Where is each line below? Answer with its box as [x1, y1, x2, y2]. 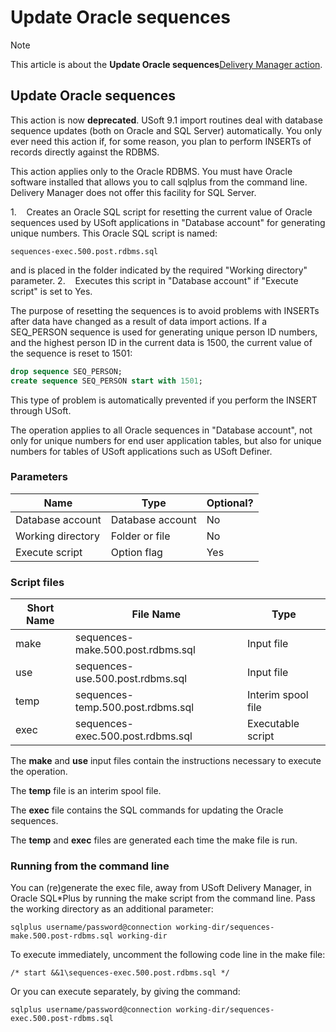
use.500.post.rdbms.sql [74, 672, 188, 686]
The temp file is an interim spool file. [10, 785, 162, 797]
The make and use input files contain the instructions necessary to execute [10, 755, 322, 767]
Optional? [206, 496, 254, 510]
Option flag [110, 545, 163, 559]
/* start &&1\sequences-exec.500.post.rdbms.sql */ [10, 968, 230, 978]
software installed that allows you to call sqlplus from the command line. [10, 176, 308, 188]
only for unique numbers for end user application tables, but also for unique [10, 434, 322, 446]
